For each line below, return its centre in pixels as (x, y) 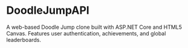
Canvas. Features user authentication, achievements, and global (86, 33)
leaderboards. (24, 40)
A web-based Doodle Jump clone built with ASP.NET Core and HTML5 (94, 27)
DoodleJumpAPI (48, 10)
